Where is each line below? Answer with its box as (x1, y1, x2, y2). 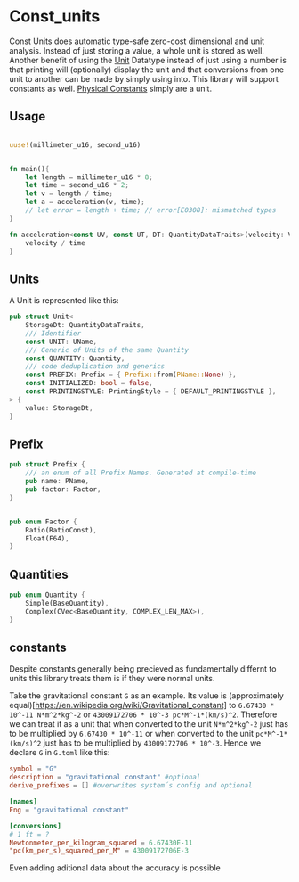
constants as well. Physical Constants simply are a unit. (9, 83, 212, 94)
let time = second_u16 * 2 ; (25, 181, 129, 190)
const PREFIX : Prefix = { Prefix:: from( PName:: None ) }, (25, 370, 238, 380)
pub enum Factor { (9, 517, 77, 526)
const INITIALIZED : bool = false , (25, 379, 153, 388)
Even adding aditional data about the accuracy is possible (9, 862, 221, 873)
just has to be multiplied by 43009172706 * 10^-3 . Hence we (43, 738, 262, 748)
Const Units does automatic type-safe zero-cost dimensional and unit (9, 36, 265, 46)
